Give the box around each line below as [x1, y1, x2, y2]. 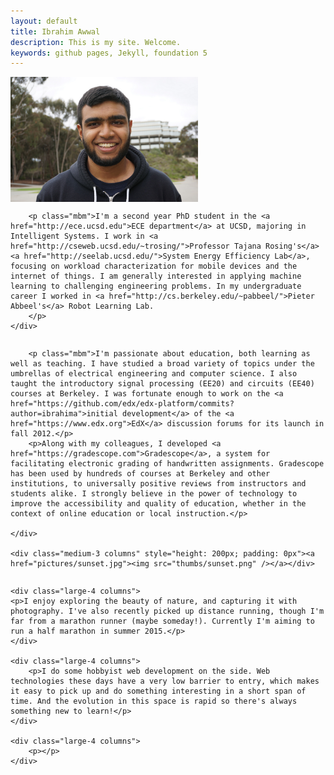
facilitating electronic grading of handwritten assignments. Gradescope [10, 459, 325, 469]
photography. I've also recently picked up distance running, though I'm [10, 606, 325, 617]
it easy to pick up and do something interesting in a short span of [10, 686, 307, 697]
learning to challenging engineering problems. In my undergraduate [10, 281, 302, 292]
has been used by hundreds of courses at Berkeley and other [10, 469, 271, 479]
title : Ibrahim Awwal [10, 26, 101, 37]
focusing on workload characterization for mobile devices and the [10, 261, 298, 272]
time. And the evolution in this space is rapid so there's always [10, 696, 298, 707]
